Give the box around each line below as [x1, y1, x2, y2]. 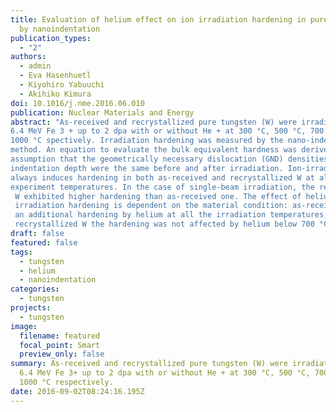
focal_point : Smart [19, 340, 101, 350]
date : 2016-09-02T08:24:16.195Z [10, 386, 145, 396]
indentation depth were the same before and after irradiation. [10, 163, 284, 173]
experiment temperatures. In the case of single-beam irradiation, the [10, 182, 315, 192]
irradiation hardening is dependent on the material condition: [14, 201, 288, 211]
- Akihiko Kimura [19, 89, 92, 99]
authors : [10, 52, 47, 62]
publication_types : [10, 33, 92, 43]
